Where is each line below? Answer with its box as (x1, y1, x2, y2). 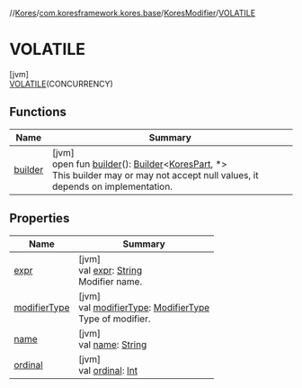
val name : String (77, 338, 147, 350)
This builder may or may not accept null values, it (52, 168, 259, 181)
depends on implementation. (52, 180, 173, 193)
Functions (9, 104, 67, 120)
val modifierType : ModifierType (77, 301, 210, 313)
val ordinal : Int (77, 364, 138, 376)
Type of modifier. (77, 312, 151, 325)
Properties (9, 211, 70, 226)
